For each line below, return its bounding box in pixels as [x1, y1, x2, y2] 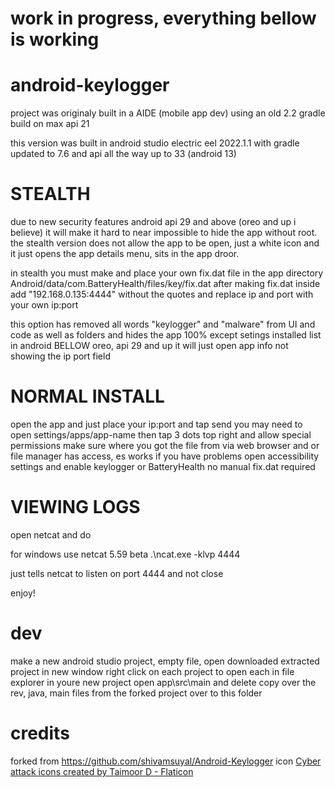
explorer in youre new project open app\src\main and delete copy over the [10, 676, 317, 688]
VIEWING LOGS [10, 496, 141, 519]
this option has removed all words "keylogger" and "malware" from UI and [10, 318, 316, 331]
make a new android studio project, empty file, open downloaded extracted [10, 655, 320, 667]
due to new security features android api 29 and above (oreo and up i [10, 216, 297, 228]
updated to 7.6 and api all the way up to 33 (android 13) [10, 148, 237, 160]
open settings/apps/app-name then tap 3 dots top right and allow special [10, 429, 312, 441]
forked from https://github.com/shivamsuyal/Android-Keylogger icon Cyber [10, 755, 322, 767]
